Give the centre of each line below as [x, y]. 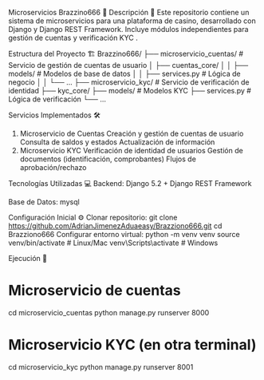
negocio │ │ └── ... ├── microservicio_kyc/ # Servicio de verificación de [129, 82]
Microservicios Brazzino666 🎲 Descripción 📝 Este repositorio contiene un [129, 12]
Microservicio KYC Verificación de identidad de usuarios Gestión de [131, 150]
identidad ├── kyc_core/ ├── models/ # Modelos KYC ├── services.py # [130, 91]
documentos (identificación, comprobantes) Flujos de [108, 159]
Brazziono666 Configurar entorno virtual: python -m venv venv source [124, 234]
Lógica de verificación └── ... [57, 99]
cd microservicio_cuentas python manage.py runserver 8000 [109, 312]
